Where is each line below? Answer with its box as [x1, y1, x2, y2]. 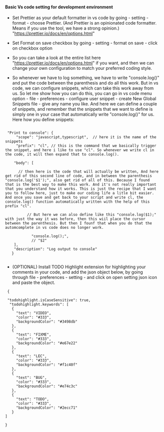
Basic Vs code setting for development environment [5, 4, 114, 10]
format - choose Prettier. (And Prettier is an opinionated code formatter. [12, 20, 157, 26]
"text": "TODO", [16, 397, 49, 402]
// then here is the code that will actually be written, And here [18, 169, 159, 174]
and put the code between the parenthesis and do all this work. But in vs [12, 80, 159, 86]
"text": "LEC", [16, 354, 47, 359]
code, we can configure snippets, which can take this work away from [12, 85, 154, 91]
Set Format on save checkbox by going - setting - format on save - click [12, 40, 158, 46]
